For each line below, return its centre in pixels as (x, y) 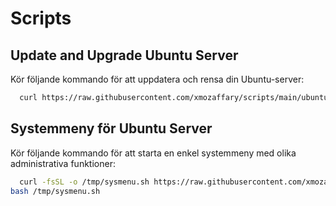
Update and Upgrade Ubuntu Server (124, 55)
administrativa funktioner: (63, 163)
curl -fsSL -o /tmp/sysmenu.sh (84, 182)
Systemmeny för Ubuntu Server (111, 128)
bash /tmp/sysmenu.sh (55, 191)
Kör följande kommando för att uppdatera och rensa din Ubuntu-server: (157, 79)
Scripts (41, 18)
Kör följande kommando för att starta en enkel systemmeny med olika (153, 153)
